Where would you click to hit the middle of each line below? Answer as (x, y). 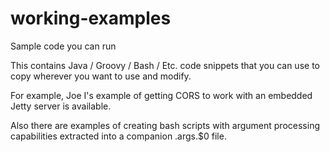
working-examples (91, 18)
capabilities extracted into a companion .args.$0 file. (118, 136)
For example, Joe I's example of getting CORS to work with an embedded (161, 95)
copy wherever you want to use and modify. (101, 76)
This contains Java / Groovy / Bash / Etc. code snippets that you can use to (165, 65)
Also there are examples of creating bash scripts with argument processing (165, 125)
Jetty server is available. (61, 106)
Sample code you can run (63, 46)
